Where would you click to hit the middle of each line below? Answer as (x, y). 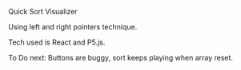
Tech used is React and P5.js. (57, 42)
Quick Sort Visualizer (43, 12)
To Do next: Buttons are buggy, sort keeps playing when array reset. (121, 58)
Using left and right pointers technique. (73, 27)
